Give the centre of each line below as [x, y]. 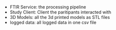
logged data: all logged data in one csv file [53, 22]
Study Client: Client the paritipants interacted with [60, 12]
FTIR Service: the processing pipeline [48, 7]
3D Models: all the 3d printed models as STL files [60, 17]
